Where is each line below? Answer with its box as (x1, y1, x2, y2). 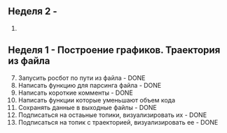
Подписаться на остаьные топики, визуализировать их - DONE (18, 111, 207, 119)
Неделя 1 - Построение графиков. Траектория (8, 45, 221, 56)
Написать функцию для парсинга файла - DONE (18, 81, 162, 89)
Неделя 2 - (8, 6, 57, 17)
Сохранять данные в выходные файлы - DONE (18, 103, 157, 111)
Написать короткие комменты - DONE (18, 88, 134, 97)
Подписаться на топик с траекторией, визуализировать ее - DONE (18, 118, 219, 126)
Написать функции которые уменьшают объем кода (18, 95, 176, 104)
